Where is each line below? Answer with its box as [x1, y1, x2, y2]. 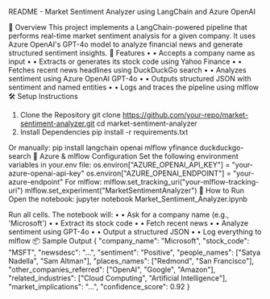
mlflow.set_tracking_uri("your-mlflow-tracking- [103, 177, 260, 186]
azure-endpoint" [8, 177, 64, 186]
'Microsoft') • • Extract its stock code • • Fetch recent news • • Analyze [8, 218, 248, 228]
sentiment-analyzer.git [19, 118, 95, 128]
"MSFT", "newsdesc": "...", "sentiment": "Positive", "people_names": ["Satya [8, 247, 260, 257]
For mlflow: [64, 177, 102, 186]
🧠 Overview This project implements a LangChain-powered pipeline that [8, 23, 247, 31]
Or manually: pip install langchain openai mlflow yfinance [8, 143, 198, 152]
